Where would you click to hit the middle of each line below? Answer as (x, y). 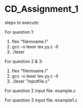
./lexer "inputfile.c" (31, 81)
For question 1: (20, 32)
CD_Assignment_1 (42, 9)
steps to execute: (22, 22)
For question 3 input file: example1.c (41, 100)
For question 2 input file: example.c (40, 90)
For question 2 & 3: (24, 61)
